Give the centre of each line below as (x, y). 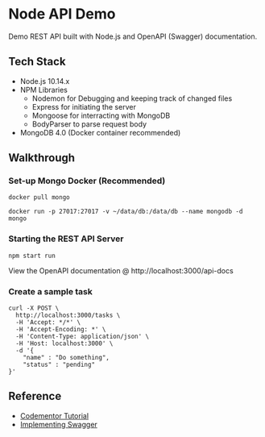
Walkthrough (41, 158)
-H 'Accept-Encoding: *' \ (61, 330)
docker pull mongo (39, 198)
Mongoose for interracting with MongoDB (101, 115)
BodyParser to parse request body (89, 124)
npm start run (32, 256)
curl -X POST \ (34, 308)
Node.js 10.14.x (45, 81)
